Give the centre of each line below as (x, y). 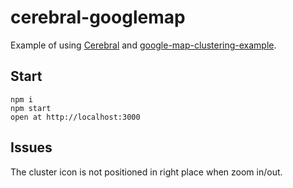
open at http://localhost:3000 (75, 117)
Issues (31, 147)
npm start (31, 108)
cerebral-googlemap (98, 17)
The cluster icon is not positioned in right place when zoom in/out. (146, 172)
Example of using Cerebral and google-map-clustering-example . (143, 45)
